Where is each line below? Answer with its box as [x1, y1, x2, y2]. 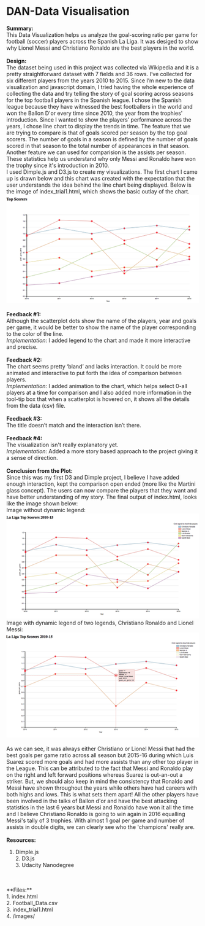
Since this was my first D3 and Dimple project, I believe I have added [6, 473, 179, 481]
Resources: [6, 836, 36, 844]
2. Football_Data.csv [6, 900, 58, 907]
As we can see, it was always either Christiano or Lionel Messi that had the [6, 745, 195, 753]
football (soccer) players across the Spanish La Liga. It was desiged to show [6, 37, 199, 45]
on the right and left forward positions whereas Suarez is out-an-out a [6, 771, 183, 779]
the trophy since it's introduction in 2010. [6, 161, 110, 169]
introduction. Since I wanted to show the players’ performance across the [6, 115, 192, 123]
